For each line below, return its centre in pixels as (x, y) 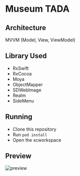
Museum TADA (37, 9)
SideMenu (23, 100)
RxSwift (21, 68)
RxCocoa (22, 73)
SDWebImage (27, 90)
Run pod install (30, 134)
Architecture (26, 28)
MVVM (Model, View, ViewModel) (41, 40)
